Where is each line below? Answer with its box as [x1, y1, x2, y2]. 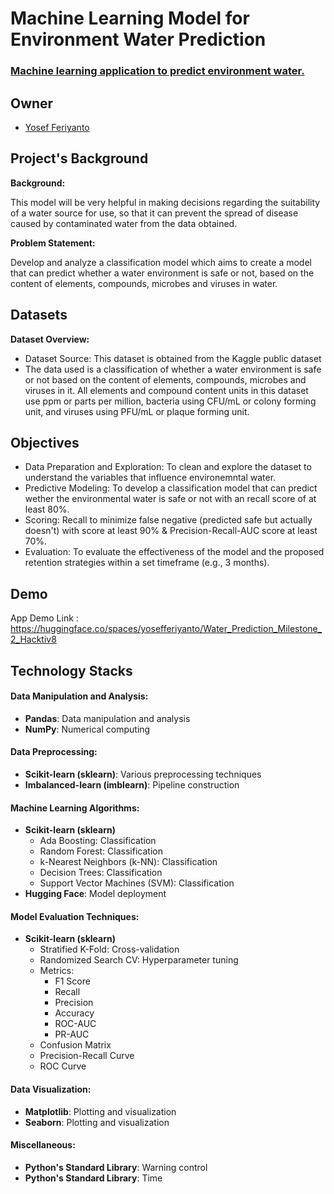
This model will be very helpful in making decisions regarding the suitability [10, 196, 321, 208]
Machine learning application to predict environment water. [10, 64, 305, 78]
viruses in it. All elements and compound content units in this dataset [24, 384, 309, 396]
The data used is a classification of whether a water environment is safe [24, 363, 322, 375]
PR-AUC [54, 1028, 90, 1041]
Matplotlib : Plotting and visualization [24, 1105, 177, 1117]
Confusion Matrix [39, 1039, 112, 1051]
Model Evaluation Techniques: [10, 910, 140, 922]
